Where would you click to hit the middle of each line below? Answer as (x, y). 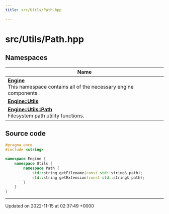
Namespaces (26, 58)
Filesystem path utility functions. (46, 115)
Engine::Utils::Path (30, 109)
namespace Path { (41, 168)
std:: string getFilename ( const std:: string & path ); (87, 173)
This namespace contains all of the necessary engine (71, 87)
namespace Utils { (33, 164)
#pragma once (19, 145)
